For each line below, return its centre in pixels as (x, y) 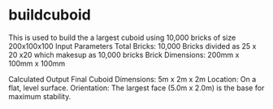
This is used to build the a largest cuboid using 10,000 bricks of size (122, 37)
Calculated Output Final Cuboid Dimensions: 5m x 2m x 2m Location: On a (132, 79)
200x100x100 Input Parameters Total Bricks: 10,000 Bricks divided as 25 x (132, 46)
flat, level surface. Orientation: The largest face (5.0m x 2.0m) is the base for (136, 88)
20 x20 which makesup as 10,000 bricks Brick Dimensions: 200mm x (124, 54)
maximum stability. (40, 96)
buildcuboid (50, 15)
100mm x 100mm (37, 63)
